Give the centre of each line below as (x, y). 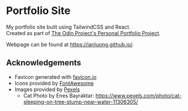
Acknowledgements (44, 63)
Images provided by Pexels (47, 89)
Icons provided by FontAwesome (54, 83)
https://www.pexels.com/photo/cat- (139, 95)
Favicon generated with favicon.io (55, 77)
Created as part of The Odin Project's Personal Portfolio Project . (83, 33)
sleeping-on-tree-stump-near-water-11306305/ (81, 102)
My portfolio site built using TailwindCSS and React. (68, 27)
